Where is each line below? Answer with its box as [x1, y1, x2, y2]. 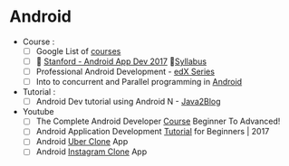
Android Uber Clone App [35, 136, 129, 147]
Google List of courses [35, 45, 121, 56]
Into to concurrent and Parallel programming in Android [35, 77, 243, 88]
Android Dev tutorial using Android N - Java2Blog [35, 97, 221, 107]
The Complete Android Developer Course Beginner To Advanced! [35, 115, 281, 127]
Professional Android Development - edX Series [35, 66, 216, 78]
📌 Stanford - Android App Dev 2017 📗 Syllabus [35, 56, 207, 67]
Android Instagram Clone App [35, 146, 148, 157]
